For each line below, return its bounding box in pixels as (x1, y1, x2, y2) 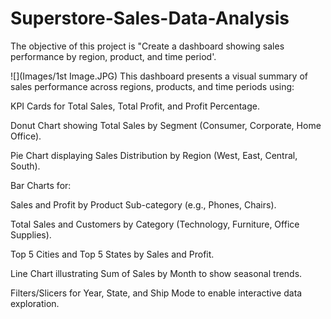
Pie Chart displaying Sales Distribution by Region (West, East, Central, (10, 149, 298, 161)
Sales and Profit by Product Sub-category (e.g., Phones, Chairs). (10, 198, 277, 211)
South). (10, 160, 41, 172)
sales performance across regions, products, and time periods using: (10, 80, 295, 92)
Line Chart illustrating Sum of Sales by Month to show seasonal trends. (10, 267, 303, 279)
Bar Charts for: (10, 179, 72, 191)
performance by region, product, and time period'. (10, 50, 217, 62)
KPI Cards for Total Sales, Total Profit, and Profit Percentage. (10, 100, 260, 112)
